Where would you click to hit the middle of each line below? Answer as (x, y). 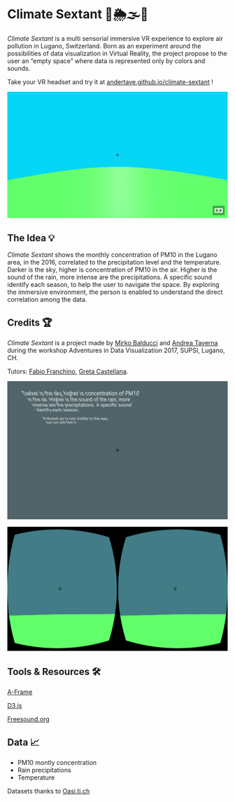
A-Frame (20, 692)
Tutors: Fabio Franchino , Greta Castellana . (68, 371)
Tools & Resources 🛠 (54, 671)
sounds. (19, 68)
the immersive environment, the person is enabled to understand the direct (115, 292)
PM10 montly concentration (57, 763)
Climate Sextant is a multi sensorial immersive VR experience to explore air (115, 38)
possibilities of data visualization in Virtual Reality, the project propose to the (117, 53)
